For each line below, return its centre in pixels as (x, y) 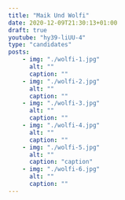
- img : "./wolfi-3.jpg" (61, 103)
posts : (19, 52)
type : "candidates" (40, 45)
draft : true (28, 30)
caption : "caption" (61, 162)
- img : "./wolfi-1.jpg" (61, 60)
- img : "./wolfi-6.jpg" (61, 169)
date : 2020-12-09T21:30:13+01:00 (63, 23)
